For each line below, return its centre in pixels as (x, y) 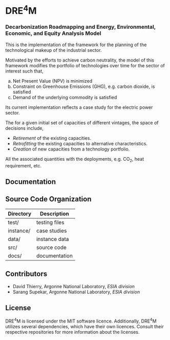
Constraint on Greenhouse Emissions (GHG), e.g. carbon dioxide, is (84, 86)
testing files (50, 222)
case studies (51, 231)
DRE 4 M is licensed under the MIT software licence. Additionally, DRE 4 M (81, 320)
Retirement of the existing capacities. (52, 138)
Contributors (26, 274)
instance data (52, 239)
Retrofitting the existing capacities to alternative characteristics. (80, 143)
